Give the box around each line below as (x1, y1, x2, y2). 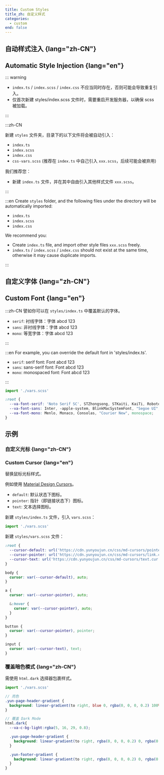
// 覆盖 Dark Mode (5, 716, 41, 721)
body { (5, 570, 19, 575)
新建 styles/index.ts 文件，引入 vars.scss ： (5, 514, 96, 520)
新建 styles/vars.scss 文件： (5, 533, 64, 540)
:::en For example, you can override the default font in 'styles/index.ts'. (5, 350, 147, 356)
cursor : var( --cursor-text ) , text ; (9, 647, 82, 651)
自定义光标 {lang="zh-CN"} (5, 446, 72, 453)
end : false (5, 25, 27, 30)
